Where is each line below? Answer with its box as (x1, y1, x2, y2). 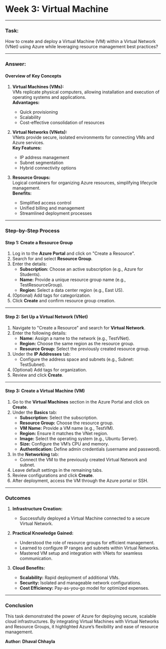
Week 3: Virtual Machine (5, 3, 109, 15)
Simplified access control (19, 200, 72, 206)
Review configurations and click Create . (12, 472, 94, 478)
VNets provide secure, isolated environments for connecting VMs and (12, 134, 155, 140)
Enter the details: (12, 261, 47, 267)
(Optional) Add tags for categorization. (12, 292, 91, 298)
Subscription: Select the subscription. (19, 414, 98, 420)
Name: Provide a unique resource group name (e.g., (19, 277, 126, 283)
